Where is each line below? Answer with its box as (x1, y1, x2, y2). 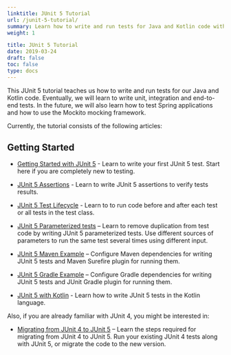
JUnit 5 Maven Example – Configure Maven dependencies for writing (16, 250, 212, 258)
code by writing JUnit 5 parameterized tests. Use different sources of (16, 229, 214, 238)
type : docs (7, 67, 38, 74)
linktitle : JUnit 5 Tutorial (7, 10, 91, 17)
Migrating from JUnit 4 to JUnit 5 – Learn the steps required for (16, 325, 197, 334)
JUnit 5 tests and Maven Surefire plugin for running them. (16, 257, 180, 265)
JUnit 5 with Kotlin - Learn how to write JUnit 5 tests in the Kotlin (16, 291, 201, 300)
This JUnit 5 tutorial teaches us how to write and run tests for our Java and (7, 86, 219, 94)
